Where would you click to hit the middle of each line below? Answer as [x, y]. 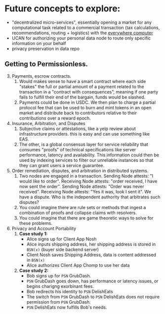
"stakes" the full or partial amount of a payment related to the [82, 87]
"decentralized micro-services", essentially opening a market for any [82, 22]
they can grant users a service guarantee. [62, 165]
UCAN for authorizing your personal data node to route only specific [81, 38]
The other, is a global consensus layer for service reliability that [84, 144]
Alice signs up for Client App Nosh [62, 239]
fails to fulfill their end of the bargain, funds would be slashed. [82, 97]
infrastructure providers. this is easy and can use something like [84, 134]
